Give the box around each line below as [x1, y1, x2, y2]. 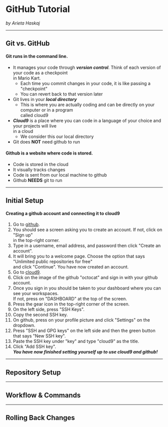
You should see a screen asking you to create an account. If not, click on [12, 226, 163, 233]
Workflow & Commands [5, 391, 81, 399]
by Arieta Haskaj [5, 20, 40, 26]
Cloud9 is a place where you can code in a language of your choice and [12, 117, 162, 123]
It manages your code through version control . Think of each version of [12, 64, 161, 70]
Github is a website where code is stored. [5, 150, 93, 156]
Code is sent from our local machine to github [12, 171, 107, 178]
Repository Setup [5, 368, 61, 376]
